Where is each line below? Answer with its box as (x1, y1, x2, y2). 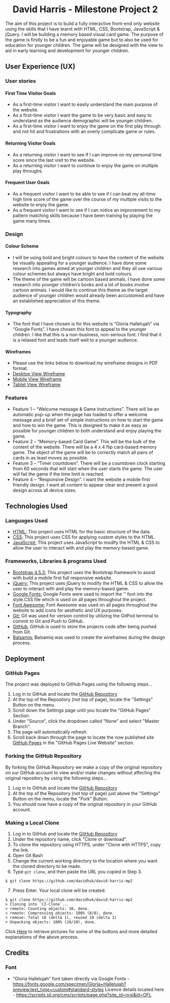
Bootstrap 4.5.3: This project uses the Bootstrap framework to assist (12, 569, 156, 575)
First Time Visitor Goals (5, 90, 56, 96)
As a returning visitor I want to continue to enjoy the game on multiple (12, 162, 158, 169)
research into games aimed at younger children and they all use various (12, 265, 162, 271)
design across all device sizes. (12, 487, 77, 493)
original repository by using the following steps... (5, 775, 108, 781)
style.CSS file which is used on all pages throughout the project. (12, 596, 147, 602)
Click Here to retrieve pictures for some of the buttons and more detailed (5, 928, 157, 934)
